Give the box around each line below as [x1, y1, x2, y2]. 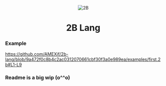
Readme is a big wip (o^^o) [5, 74, 70, 81]
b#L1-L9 [5, 62, 22, 68]
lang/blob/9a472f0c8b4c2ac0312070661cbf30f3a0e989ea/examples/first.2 [5, 57, 161, 63]
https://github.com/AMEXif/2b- [5, 51, 68, 57]
